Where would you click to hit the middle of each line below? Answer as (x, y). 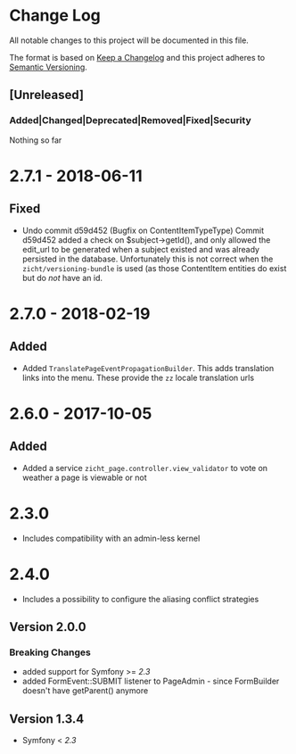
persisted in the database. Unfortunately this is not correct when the (148, 259)
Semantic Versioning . (48, 67)
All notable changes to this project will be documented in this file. (129, 40)
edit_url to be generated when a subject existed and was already (141, 249)
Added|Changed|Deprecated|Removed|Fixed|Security (130, 120)
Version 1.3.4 (47, 719)
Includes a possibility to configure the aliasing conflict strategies (140, 599)
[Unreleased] (47, 95)
